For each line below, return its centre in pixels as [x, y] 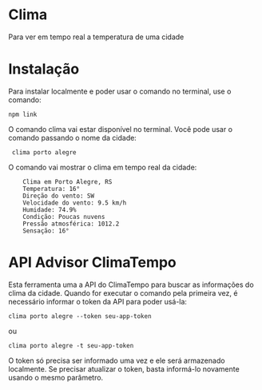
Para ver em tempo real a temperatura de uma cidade [96, 37]
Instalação [44, 69]
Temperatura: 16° [52, 189]
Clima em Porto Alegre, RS [67, 181]
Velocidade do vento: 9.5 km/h [75, 203]
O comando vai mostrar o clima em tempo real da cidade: [103, 167]
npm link [23, 114]
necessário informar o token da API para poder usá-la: [98, 301]
